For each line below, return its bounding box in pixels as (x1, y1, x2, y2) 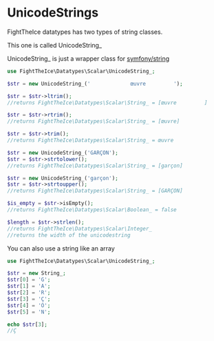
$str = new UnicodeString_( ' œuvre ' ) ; (7, 80, 184, 87)
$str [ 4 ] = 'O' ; (7, 302, 51, 309)
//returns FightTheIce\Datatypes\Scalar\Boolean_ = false (7, 206, 177, 213)
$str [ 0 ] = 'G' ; (7, 276, 51, 284)
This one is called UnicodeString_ (7, 41, 102, 49)
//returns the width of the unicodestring (7, 231, 131, 239)
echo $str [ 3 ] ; (7, 321, 48, 328)
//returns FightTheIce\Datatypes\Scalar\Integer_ (7, 225, 153, 232)
